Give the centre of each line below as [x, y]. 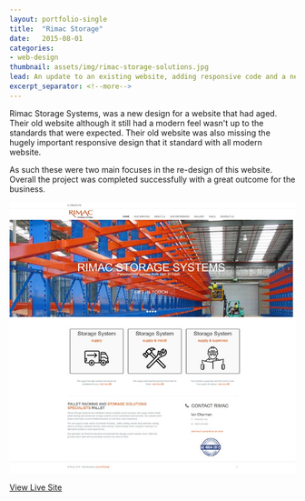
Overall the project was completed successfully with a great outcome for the [152, 179]
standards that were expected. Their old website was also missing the [140, 133]
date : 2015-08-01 [46, 38]
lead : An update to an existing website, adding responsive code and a [148, 77]
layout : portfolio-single [58, 19]
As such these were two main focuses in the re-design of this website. [141, 169]
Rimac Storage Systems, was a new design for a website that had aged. [143, 113]
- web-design [34, 58]
